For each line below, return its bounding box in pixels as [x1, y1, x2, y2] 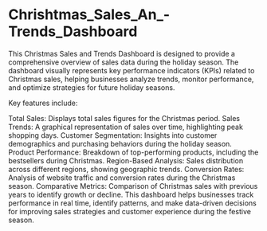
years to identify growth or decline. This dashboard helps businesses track [8, 190, 254, 199]
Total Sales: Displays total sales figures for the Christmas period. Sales [8, 113, 241, 123]
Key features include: [8, 98, 78, 108]
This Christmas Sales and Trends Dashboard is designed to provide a [8, 49, 235, 58]
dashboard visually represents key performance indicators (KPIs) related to [8, 65, 255, 75]
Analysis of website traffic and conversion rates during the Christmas [8, 173, 236, 182]
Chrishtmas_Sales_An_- [8, 6, 171, 24]
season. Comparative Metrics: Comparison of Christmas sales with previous [8, 181, 258, 190]
